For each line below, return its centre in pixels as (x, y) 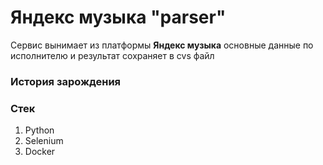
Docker (40, 152)
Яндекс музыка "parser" (118, 17)
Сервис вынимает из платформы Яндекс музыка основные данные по (162, 45)
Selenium (44, 141)
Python (39, 130)
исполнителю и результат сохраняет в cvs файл (112, 55)
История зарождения (66, 81)
